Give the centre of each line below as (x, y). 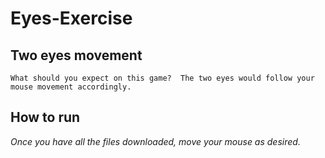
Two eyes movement (76, 55)
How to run (45, 117)
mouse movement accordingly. (71, 87)
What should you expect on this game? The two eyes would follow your (162, 78)
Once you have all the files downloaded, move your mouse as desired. (155, 141)
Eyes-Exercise (71, 18)
